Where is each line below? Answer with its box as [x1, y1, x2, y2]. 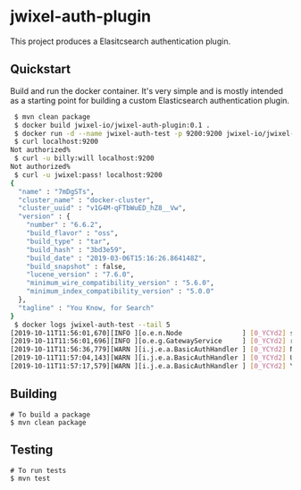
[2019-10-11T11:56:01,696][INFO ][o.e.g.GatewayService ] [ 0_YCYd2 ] [10, 337, 287, 346]
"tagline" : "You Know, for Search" [18, 303, 155, 312]
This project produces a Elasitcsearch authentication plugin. [10, 36, 231, 46]
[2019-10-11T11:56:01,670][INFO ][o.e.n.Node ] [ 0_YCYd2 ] [10, 328, 287, 337]
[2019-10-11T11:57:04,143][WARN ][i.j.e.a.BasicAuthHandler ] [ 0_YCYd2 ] [10, 353, 287, 363]
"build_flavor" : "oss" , [26, 229, 119, 238]
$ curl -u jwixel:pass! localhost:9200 [13, 170, 163, 180]
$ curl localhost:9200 [13, 137, 99, 147]
